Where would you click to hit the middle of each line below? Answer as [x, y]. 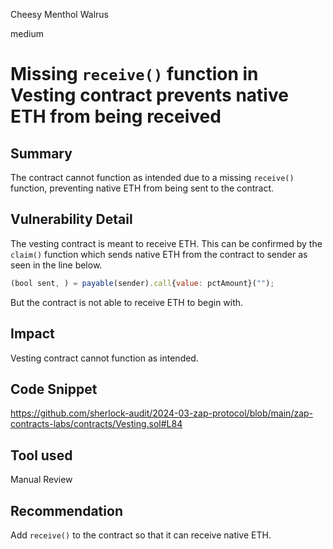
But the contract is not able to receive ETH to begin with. [127, 302]
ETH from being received [116, 116]
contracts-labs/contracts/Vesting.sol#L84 [96, 424]
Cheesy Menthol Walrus [59, 14]
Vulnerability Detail [71, 219]
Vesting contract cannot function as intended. [104, 358]
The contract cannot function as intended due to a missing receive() [152, 177]
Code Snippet [54, 389]
